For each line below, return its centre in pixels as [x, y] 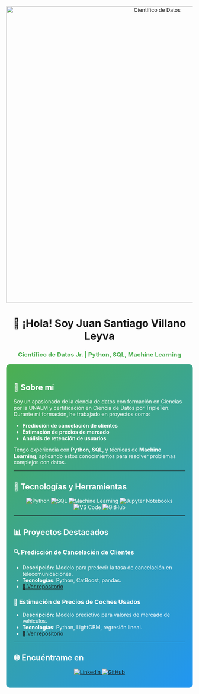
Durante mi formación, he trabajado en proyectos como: [82, 414]
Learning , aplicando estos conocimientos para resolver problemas [95, 456]
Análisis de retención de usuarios [64, 438]
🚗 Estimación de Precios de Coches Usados [77, 601]
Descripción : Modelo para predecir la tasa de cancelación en [97, 567]
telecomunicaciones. [48, 574]
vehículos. [35, 621]
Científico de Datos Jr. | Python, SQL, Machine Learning [99, 355]
